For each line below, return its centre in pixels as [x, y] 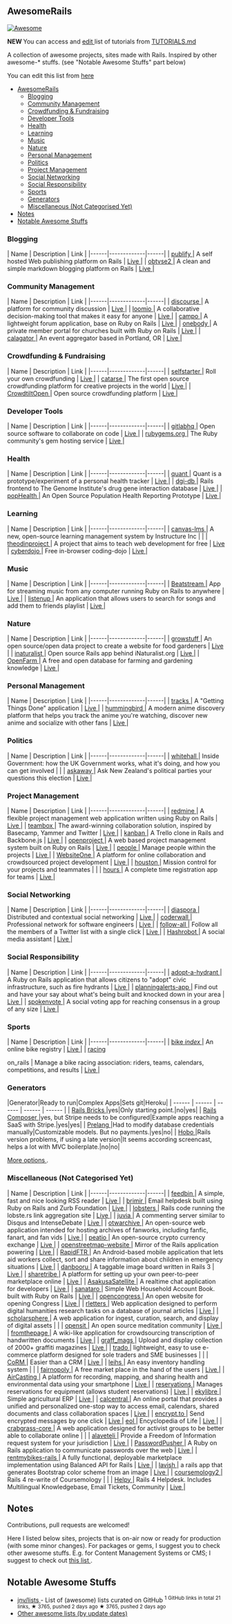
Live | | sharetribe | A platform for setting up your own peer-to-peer [103, 1274]
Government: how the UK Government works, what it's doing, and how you [114, 763]
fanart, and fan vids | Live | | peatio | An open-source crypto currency [106, 1237]
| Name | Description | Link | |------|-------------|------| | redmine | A [106, 811]
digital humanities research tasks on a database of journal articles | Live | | [113, 1310]
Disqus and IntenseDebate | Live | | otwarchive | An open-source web [106, 1223]
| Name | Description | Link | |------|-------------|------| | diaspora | [104, 910]
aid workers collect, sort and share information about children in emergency [115, 1259]
